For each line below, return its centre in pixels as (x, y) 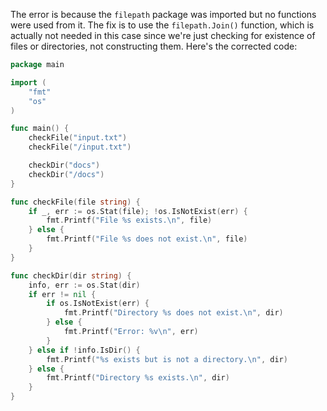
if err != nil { (62, 294)
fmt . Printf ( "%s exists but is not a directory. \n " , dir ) (167, 359)
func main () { (40, 129)
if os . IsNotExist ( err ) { (98, 304)
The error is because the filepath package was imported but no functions (163, 14)
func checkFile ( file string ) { (75, 202)
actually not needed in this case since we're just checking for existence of (163, 35)
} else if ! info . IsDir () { (84, 350)
